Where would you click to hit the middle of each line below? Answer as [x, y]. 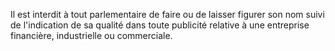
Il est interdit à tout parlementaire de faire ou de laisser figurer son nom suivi [167, 14]
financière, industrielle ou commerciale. [91, 35]
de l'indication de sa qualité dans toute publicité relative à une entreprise [160, 25]
